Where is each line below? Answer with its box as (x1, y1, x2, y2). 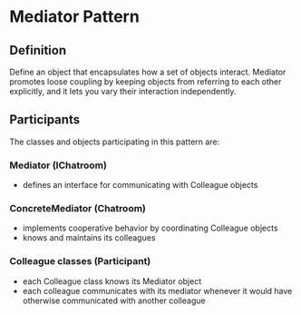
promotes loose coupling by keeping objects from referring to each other (9, 76, 282, 87)
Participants (9, 112, 80, 128)
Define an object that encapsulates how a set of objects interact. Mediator (9, 66, 286, 77)
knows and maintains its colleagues (22, 232, 156, 243)
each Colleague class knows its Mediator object (22, 275, 202, 287)
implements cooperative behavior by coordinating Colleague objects (22, 222, 278, 233)
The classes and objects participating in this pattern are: (9, 136, 220, 147)
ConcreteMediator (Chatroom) (9, 202, 147, 215)
